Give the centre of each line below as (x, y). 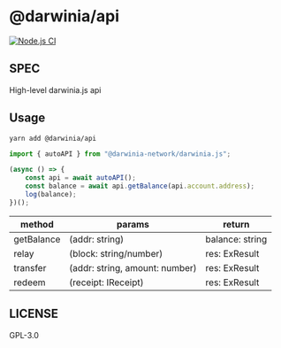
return (236, 224)
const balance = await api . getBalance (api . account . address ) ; (140, 186)
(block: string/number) (116, 253)
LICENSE (34, 314)
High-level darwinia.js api (55, 89)
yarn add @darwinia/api (53, 138)
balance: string (236, 239)
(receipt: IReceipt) (106, 282)
